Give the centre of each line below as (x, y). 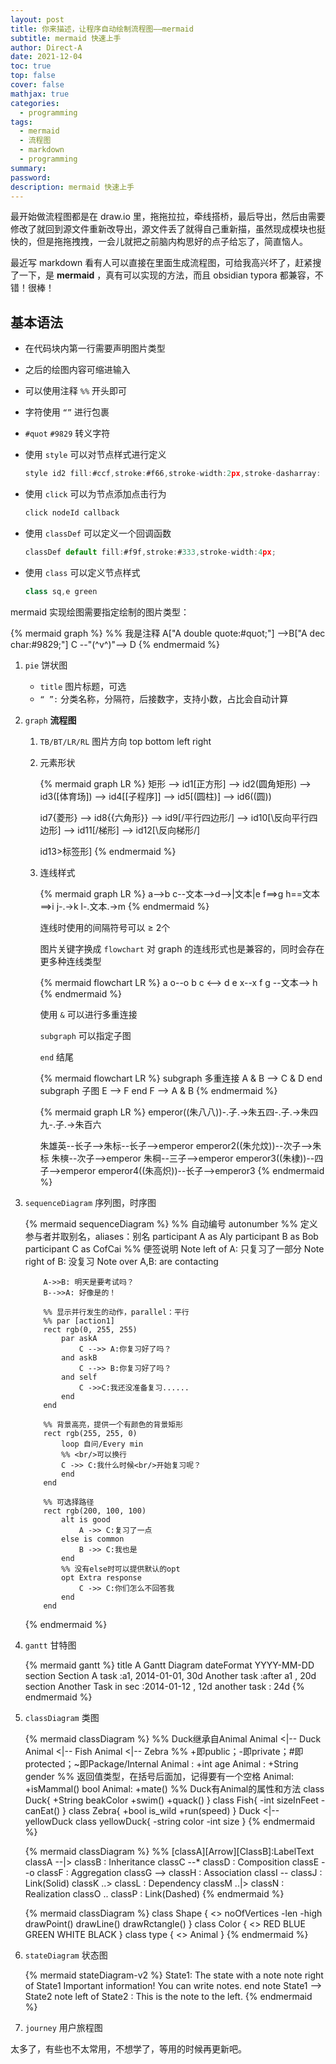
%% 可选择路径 (69, 1502)
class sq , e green (61, 591)
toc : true (31, 66)
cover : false (37, 85)
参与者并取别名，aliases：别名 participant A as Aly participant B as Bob (171, 1236)
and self (79, 1377)
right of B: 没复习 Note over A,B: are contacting (121, 1261)
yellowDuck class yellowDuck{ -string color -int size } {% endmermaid (169, 1821)
